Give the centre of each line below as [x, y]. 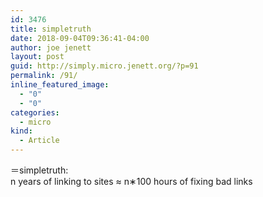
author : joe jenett [51, 47]
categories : [35, 112]
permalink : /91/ [44, 76]
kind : [21, 131]
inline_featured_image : [60, 85]
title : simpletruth [51, 29]
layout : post [37, 57]
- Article [39, 141]
